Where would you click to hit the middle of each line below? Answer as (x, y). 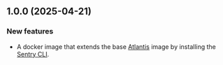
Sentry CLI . (33, 54)
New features (30, 31)
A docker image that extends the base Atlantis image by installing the (116, 46)
